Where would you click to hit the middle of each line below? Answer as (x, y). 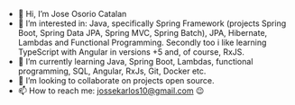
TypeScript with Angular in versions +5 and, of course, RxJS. (131, 52)
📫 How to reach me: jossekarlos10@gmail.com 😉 (111, 91)
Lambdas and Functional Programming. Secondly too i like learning (142, 42)
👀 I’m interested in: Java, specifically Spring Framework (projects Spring (152, 23)
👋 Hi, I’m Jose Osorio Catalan (72, 14)
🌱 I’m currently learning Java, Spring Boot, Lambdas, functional (135, 61)
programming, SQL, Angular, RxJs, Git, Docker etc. (112, 71)
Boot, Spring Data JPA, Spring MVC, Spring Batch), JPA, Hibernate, (143, 33)
